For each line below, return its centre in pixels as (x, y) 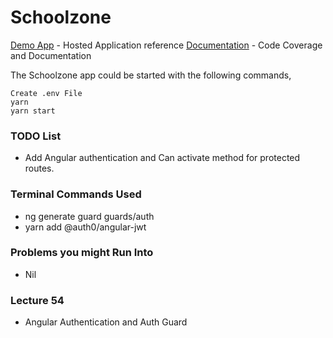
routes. (39, 168)
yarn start (33, 111)
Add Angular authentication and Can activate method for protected (162, 158)
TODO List (36, 136)
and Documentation (51, 55)
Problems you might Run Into (82, 253)
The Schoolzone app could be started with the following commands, (151, 75)
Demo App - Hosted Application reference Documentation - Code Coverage (166, 45)
